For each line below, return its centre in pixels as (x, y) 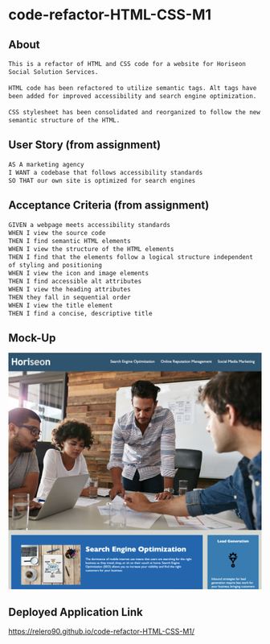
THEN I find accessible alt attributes (75, 281)
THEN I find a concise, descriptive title (80, 313)
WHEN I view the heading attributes (70, 289)
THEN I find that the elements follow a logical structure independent (131, 257)
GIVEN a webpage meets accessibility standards (90, 225)
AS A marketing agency (46, 164)
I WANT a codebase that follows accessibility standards (106, 172)
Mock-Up (32, 339)
